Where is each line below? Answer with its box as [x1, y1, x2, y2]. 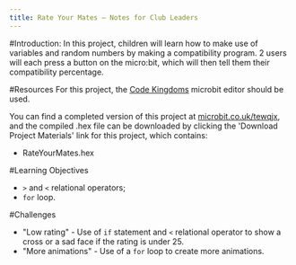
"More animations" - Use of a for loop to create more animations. [22, 245, 265, 256]
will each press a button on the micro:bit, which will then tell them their [9, 57, 271, 67]
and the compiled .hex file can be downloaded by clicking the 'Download [9, 120, 278, 131]
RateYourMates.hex [22, 147, 94, 158]
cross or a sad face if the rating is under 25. [22, 235, 185, 247]
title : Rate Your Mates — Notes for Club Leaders [9, 13, 199, 22]
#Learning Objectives [9, 164, 89, 175]
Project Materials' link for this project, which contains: [9, 129, 208, 140]
